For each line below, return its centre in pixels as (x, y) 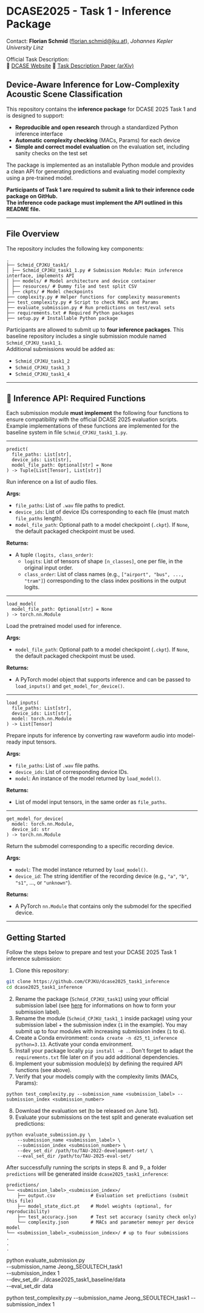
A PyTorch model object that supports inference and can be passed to (103, 680)
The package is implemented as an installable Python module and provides (100, 165)
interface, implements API (40, 276)
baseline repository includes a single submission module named (87, 336)
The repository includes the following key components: (75, 248)
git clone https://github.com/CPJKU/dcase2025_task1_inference (88, 982)
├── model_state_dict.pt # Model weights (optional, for (95, 1206)
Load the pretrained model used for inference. (64, 626)
